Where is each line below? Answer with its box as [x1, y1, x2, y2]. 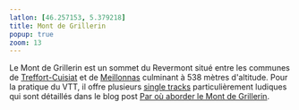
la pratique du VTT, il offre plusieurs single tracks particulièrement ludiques [9, 81, 287, 92]
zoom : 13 [9, 38, 42, 47]
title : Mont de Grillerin [9, 21, 106, 30]
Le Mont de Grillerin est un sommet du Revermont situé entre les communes [9, 63, 291, 73]
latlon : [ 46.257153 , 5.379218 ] [9, 13, 126, 22]
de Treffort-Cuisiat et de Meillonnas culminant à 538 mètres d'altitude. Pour [9, 72, 288, 83]
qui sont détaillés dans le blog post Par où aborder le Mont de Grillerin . [9, 91, 270, 102]
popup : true [9, 30, 54, 38]
